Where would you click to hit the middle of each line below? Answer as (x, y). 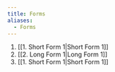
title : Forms (26, 14)
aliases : (20, 20)
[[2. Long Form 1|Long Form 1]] (62, 54)
